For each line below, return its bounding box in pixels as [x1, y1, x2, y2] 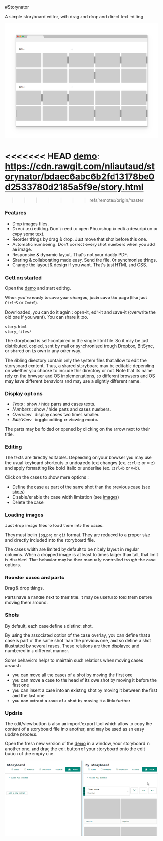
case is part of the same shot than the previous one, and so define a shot [5, 637, 151, 643]
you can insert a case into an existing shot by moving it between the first [12, 687, 158, 693]
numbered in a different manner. [5, 648, 69, 653]
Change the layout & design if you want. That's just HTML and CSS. [12, 262, 147, 268]
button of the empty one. [5, 751, 55, 756]
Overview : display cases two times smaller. [12, 412, 99, 418]
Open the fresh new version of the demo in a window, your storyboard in [5, 740, 150, 746]
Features [5, 210, 27, 216]
